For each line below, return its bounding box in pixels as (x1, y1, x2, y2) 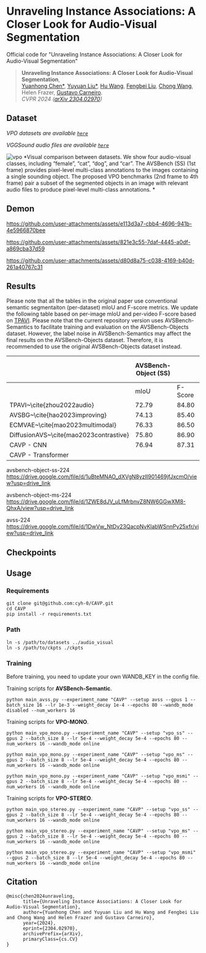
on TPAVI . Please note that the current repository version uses (6, 317, 164, 324)
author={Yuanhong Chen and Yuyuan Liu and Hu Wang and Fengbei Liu (22, 909, 199, 916)
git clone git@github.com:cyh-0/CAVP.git (6, 601, 114, 607)
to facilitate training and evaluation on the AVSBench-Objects (34, 324, 189, 331)
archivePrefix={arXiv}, (22, 930, 84, 937)
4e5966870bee (6, 226, 46, 234)
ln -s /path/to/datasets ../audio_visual (6, 639, 114, 645)
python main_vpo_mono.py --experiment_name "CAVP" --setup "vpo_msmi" (6, 773, 191, 779)
